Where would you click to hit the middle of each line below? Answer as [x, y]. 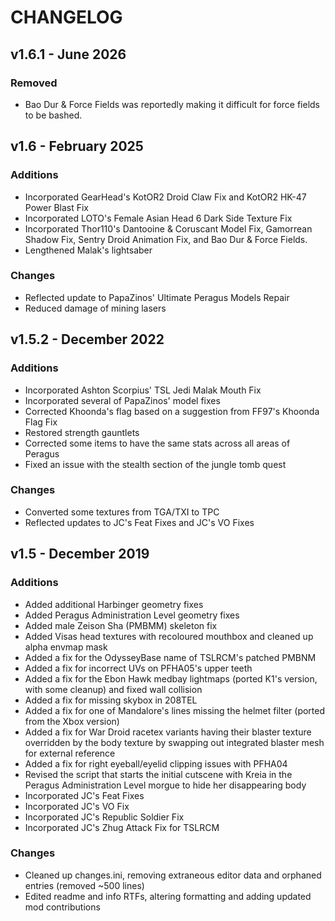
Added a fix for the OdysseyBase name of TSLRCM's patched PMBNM [170, 657]
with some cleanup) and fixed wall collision [113, 689]
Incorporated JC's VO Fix [77, 806]
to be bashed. [53, 115]
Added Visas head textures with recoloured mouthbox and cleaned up [169, 636]
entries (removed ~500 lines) [84, 885]
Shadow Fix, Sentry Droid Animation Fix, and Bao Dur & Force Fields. [166, 239]
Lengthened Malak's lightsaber [88, 250]
